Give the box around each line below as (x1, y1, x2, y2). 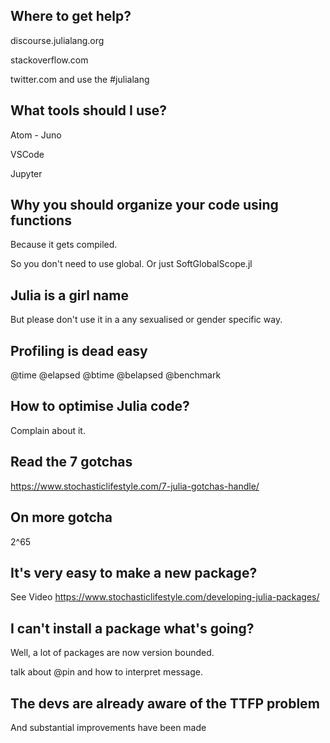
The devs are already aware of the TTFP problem (10, 695, 320, 712)
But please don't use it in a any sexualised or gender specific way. (10, 314, 283, 326)
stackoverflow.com (10, 54, 89, 66)
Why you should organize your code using (10, 197, 279, 214)
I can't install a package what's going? (10, 620, 255, 637)
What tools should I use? (10, 102, 168, 119)
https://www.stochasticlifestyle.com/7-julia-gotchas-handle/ (10, 480, 260, 492)
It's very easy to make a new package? (10, 564, 258, 581)
